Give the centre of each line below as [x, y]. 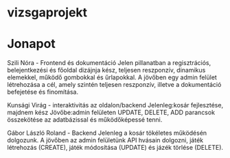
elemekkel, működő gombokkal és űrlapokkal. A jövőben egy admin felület [112, 77]
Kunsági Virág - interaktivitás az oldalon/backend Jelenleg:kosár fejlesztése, [115, 105]
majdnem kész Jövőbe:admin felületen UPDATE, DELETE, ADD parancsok [111, 113]
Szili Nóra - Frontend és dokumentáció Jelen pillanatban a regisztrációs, [109, 63]
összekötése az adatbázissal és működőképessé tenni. [85, 120]
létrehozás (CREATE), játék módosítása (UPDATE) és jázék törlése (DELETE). [115, 148]
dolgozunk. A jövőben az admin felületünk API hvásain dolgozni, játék [105, 140]
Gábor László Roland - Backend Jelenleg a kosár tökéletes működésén [107, 133]
